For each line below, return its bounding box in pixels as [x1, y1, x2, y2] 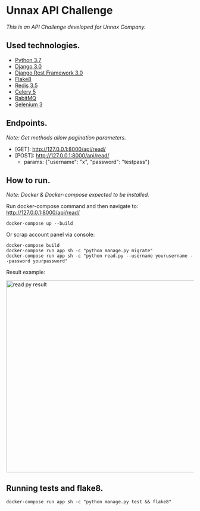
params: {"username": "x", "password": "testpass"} [23, 158, 150, 165]
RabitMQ [14, 94, 37, 101]
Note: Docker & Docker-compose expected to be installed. [6, 191, 150, 199]
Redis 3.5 [14, 82, 38, 89]
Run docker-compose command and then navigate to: [6, 203, 139, 210]
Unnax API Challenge [6, 4, 113, 17]
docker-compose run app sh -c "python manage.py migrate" [6, 248, 153, 254]
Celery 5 [14, 88, 36, 95]
